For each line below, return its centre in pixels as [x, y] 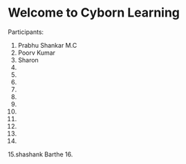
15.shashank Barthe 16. [40, 154]
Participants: [26, 32]
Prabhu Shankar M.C [47, 45]
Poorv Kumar [37, 53]
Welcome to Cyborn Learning [94, 13]
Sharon [28, 60]
